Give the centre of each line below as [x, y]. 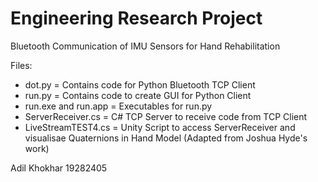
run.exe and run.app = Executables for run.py [118, 106]
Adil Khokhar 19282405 [59, 168]
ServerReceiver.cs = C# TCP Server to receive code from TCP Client [166, 116]
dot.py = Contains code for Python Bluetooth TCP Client [140, 84]
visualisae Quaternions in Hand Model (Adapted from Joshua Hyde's [166, 138]
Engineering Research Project [136, 18]
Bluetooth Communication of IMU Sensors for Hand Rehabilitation [145, 46]
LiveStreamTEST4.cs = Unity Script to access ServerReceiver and [160, 127]
